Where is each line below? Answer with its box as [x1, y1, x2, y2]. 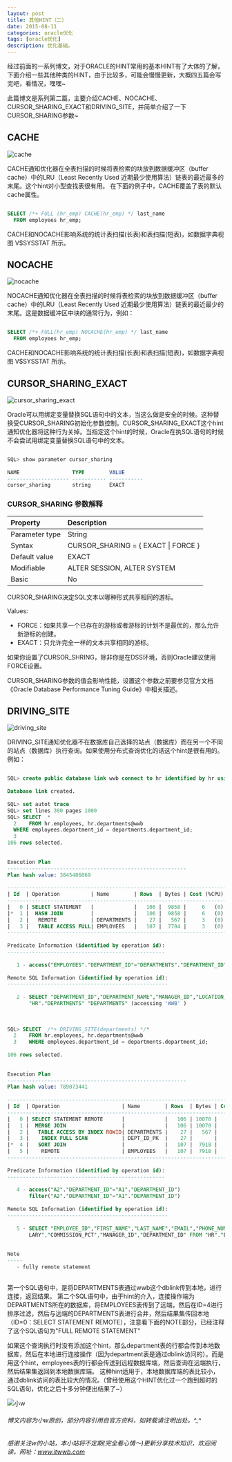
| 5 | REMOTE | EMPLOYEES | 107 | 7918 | [7, 1148, 217, 1155]
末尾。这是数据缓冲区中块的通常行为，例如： [7, 309, 135, 317]
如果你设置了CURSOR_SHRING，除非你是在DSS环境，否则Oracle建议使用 [7, 653, 216, 661]
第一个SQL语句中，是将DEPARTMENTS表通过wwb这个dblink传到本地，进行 [7, 1283, 222, 1291]
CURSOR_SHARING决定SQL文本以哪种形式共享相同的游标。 [7, 592, 177, 601]
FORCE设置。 [7, 662, 46, 670]
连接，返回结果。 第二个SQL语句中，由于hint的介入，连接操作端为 [7, 1292, 195, 1300]
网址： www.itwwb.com [19, 1447, 85, 1456]
